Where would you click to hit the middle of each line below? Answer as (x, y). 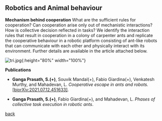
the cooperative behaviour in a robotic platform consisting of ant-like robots (81, 40)
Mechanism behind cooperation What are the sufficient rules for (71, 20)
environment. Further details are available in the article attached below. (76, 51)
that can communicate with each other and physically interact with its (75, 45)
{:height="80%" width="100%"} (54, 60)
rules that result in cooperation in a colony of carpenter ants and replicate (79, 35)
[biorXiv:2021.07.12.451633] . (40, 89)
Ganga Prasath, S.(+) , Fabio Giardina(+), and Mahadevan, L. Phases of (83, 99)
